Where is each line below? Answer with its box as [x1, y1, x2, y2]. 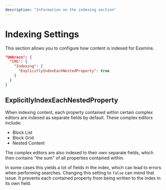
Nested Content [12, 140, 45, 146]
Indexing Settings [5, 28, 79, 40]
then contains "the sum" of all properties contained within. [5, 155, 124, 161]
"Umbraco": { [5, 55, 32, 60]
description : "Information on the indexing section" [5, 7, 116, 12]
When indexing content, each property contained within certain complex [5, 109, 153, 115]
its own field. [5, 180, 31, 186]
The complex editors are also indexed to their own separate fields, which [5, 149, 154, 155]
